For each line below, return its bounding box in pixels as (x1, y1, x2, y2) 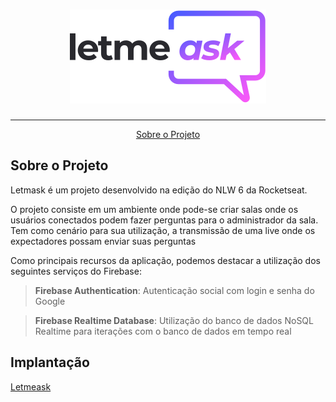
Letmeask (10, 380, 52, 393)
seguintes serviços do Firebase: (10, 265, 142, 277)
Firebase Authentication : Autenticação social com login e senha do (34, 284, 315, 296)
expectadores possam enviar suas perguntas (10, 235, 197, 247)
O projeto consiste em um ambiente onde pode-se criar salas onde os (10, 203, 299, 215)
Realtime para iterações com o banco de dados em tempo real (34, 325, 292, 337)
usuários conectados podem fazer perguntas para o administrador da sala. (10, 214, 319, 226)
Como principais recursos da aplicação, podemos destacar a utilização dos (10, 254, 321, 266)
